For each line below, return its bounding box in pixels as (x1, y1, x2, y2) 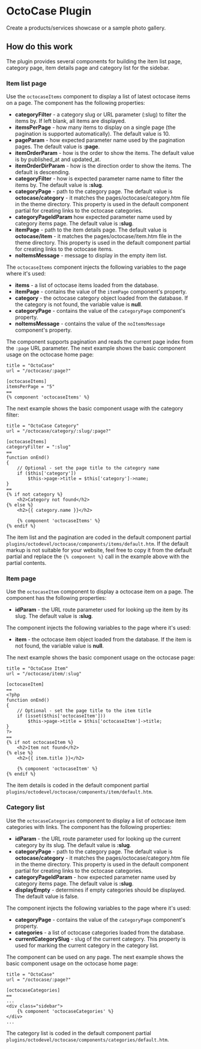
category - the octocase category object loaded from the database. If (14, 294, 188, 302)
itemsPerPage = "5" (6, 384, 55, 390)
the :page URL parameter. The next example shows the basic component (6, 345, 186, 352)
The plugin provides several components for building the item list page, (6, 57, 182, 65)
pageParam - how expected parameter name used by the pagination (14, 137, 185, 144)
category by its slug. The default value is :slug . (14, 841, 131, 848)
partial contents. (6, 559, 47, 567)
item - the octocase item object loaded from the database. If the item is (14, 636, 192, 643)
